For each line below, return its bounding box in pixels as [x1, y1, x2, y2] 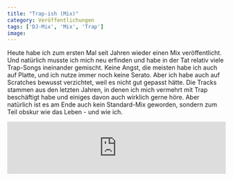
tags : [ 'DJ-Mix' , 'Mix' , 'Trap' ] [7, 23, 104, 30]
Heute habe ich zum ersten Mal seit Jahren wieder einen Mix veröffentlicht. [7, 49, 222, 57]
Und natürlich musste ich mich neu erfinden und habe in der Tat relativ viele [7, 56, 224, 65]
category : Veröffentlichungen [7, 17, 95, 24]
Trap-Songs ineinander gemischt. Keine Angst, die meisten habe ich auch [7, 63, 218, 72]
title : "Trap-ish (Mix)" [7, 10, 79, 17]
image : [7, 29, 26, 37]
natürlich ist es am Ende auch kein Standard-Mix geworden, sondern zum [7, 100, 217, 109]
